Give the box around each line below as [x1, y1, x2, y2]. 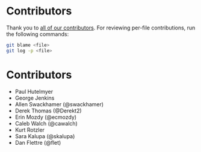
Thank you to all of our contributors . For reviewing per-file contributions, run [6, 24, 196, 31]
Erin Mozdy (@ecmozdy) [14, 113, 77, 121]
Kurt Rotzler [14, 126, 45, 133]
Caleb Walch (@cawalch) [14, 120, 78, 127]
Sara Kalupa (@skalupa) [14, 132, 75, 139]
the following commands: [6, 30, 69, 37]
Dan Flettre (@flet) [14, 139, 61, 146]
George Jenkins [14, 94, 55, 102]
